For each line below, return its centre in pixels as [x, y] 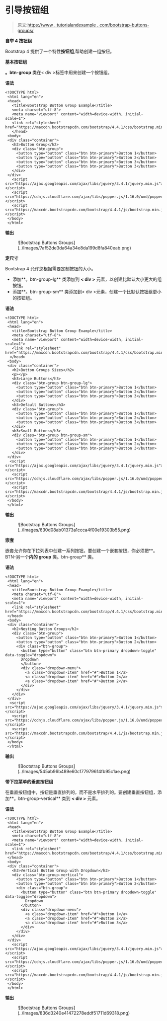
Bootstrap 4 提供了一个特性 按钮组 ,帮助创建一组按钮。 [60, 51]
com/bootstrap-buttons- [124, 25]
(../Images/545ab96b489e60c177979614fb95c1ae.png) [74, 771]
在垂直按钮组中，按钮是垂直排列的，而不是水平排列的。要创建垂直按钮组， [81, 792]
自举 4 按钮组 [19, 41]
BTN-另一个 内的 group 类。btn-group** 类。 [51, 556]
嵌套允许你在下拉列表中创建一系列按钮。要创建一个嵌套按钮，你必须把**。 [82, 550]
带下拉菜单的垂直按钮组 [29, 782]
